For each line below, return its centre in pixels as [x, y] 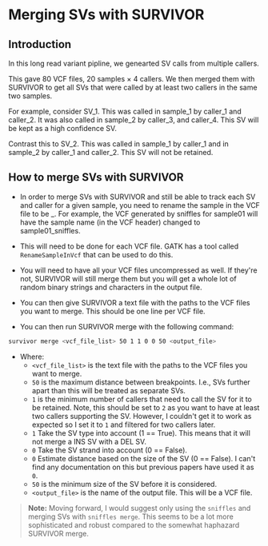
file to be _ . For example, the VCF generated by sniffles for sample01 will [139, 213]
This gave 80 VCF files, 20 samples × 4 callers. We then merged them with [132, 79]
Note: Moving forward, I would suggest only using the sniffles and [139, 508]
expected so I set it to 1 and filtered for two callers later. [124, 424]
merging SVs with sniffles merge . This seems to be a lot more [130, 516]
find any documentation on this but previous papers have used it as [143, 467]
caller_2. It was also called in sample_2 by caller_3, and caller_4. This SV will [134, 120]
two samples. [30, 96]
